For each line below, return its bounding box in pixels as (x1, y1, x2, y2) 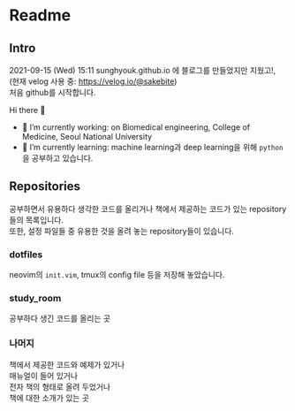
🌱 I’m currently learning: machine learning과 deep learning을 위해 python (21, 142, 284, 152)
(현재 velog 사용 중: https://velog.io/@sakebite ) (9, 76, 178, 87)
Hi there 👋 (9, 105, 46, 115)
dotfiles (9, 248, 43, 261)
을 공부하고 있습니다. (21, 153, 94, 164)
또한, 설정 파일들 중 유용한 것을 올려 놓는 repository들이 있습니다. (9, 225, 234, 236)
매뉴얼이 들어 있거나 (9, 370, 78, 381)
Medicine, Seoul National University (21, 132, 153, 141)
